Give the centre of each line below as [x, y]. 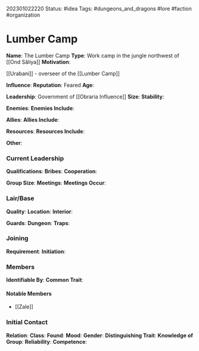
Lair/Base [20, 198]
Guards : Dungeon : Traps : [38, 223]
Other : [14, 143]
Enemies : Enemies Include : [40, 108]
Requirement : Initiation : [36, 251]
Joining [17, 238]
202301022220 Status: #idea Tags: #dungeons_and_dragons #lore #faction [99, 9]
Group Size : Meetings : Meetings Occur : [56, 183]
